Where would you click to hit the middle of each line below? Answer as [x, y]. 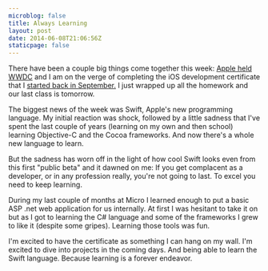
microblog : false [37, 16]
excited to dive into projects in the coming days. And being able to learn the [133, 250]
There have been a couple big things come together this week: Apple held [130, 68]
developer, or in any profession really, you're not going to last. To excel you [132, 176]
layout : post [30, 30]
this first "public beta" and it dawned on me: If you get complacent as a [126, 168]
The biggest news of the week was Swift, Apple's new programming [121, 110]
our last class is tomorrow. [52, 94]
